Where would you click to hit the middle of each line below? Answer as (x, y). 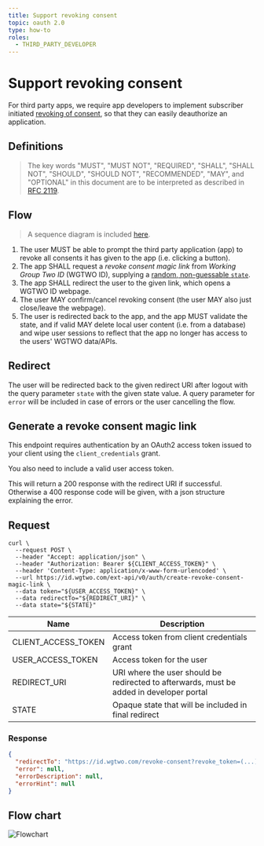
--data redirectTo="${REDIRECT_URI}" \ (81, 599)
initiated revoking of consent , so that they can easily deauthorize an (118, 114)
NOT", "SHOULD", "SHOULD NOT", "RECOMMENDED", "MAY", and (136, 174)
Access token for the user (160, 660)
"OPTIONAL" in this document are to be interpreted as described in (136, 182)
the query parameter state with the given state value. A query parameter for (132, 393)
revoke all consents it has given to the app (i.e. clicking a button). (125, 258)
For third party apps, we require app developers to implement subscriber (126, 105)
